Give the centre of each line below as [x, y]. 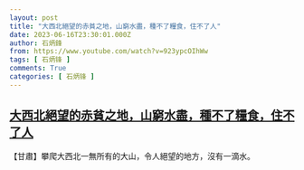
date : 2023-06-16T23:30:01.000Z [70, 34]
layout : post [34, 18]
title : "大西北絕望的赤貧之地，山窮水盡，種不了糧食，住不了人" [115, 26]
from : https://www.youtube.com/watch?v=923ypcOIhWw [109, 52]
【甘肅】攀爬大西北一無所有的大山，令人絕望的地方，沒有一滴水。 [132, 156]
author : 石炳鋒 [36, 43]
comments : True [38, 69]
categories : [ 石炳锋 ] [52, 77]
